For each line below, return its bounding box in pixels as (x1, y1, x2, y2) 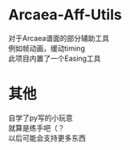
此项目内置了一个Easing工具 (8, 53, 101, 63)
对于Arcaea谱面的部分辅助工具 (8, 33, 110, 43)
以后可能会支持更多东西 (8, 133, 86, 143)
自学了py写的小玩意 (8, 113, 74, 123)
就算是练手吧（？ (8, 123, 65, 132)
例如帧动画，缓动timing (8, 43, 86, 53)
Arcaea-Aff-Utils (8, 6, 122, 24)
